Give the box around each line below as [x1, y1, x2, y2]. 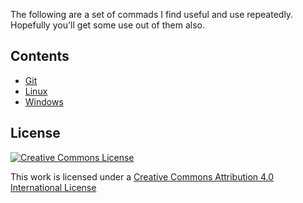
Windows [24, 95, 64, 108]
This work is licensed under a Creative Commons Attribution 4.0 [10, 170, 275, 183]
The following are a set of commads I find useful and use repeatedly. [10, 9, 294, 20]
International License [10, 181, 97, 193]
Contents [10, 48, 70, 65]
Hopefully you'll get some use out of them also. [10, 19, 206, 31]
